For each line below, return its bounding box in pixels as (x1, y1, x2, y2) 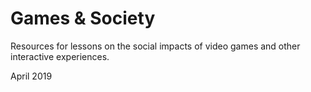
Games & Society (10, 7, 156, 30)
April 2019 (10, 70, 53, 82)
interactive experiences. (10, 50, 110, 62)
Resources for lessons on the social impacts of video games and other (10, 40, 301, 52)
